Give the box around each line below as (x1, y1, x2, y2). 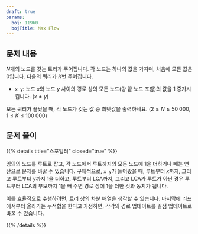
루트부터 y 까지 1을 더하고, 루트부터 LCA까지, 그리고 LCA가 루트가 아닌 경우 (12, 175, 184, 182)
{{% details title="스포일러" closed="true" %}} (6, 148, 118, 155)
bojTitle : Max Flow (11, 25, 60, 31)
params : (6, 14, 25, 20)
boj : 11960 (11, 20, 38, 25)
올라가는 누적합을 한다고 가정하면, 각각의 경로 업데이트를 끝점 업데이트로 (26, 202, 193, 209)
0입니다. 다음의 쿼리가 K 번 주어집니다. (6, 73, 93, 80)
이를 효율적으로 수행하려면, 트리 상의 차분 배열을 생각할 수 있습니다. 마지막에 (6, 195, 181, 202)
